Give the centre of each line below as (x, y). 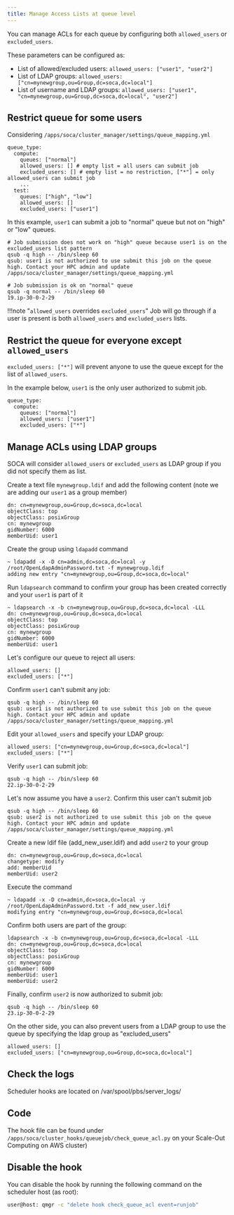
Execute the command (40, 887)
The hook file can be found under (55, 1130)
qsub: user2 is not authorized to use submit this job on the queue (109, 817)
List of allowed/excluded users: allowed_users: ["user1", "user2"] (115, 68)
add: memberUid (29, 868)
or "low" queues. (32, 230)
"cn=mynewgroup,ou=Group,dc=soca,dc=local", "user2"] (97, 96)
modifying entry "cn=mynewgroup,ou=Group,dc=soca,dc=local (95, 912)
